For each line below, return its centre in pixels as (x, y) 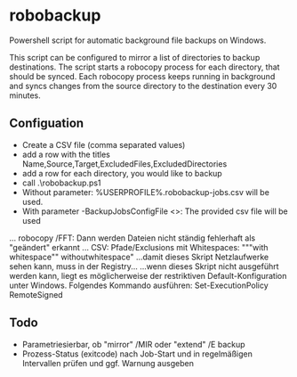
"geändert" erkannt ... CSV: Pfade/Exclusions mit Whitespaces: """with (139, 247)
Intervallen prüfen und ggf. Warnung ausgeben (108, 363)
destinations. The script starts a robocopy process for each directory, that (144, 67)
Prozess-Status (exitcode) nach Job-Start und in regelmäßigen (137, 354)
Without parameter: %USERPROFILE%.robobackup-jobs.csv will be (145, 192)
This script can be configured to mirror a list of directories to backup (135, 57)
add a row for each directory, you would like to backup (122, 173)
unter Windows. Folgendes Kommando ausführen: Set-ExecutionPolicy (139, 285)
